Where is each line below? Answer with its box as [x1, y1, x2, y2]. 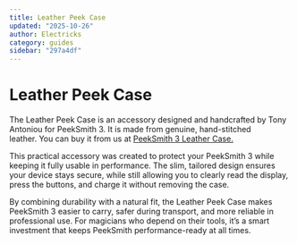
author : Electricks [9, 29, 82, 38]
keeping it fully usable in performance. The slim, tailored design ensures [9, 160, 276, 171]
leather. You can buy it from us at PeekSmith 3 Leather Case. [9, 133, 234, 144]
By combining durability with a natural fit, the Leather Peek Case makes [9, 197, 273, 207]
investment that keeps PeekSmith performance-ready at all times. [9, 225, 251, 236]
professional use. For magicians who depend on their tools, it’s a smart [9, 215, 270, 226]
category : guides [9, 38, 74, 47]
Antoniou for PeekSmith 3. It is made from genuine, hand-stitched [9, 124, 252, 135]
